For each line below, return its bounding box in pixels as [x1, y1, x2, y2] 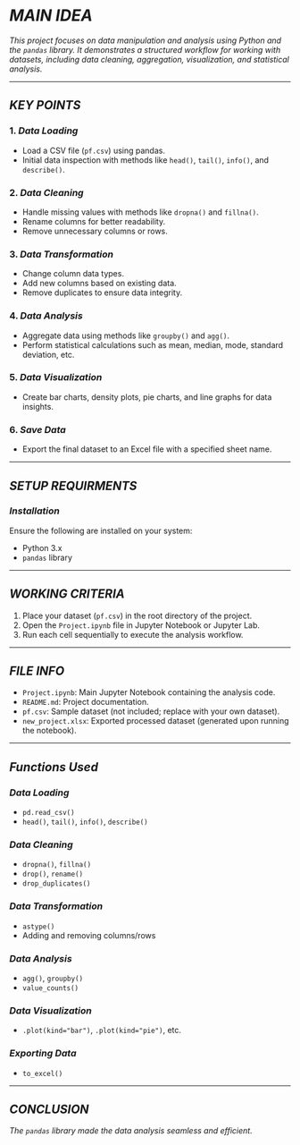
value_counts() [21, 984, 79, 993]
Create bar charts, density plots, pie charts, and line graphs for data [21, 391, 272, 403]
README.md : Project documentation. [21, 697, 149, 708]
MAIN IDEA [9, 5, 93, 26]
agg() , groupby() [21, 972, 84, 983]
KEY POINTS [9, 98, 81, 113]
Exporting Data [9, 1047, 77, 1060]
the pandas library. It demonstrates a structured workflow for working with [9, 44, 281, 55]
